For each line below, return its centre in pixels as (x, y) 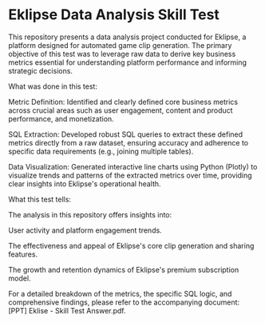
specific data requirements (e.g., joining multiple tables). (101, 151)
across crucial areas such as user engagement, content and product (121, 110)
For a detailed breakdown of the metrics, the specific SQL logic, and (120, 293)
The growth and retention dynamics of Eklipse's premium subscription (124, 269)
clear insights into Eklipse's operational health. (85, 183)
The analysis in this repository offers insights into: (90, 214)
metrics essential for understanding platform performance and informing (128, 62)
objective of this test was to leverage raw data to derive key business (122, 54)
